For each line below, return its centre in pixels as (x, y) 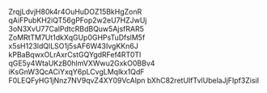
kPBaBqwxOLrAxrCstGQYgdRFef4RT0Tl (75, 55)
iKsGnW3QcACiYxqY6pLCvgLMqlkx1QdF (76, 72)
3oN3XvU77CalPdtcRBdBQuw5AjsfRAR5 (76, 29)
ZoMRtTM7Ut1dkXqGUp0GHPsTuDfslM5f (77, 37)
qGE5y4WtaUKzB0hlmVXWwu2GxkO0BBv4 (82, 63)
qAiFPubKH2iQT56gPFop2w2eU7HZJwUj (78, 20)
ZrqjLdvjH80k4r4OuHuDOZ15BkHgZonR (75, 12)
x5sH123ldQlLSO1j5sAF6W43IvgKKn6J (74, 46)
